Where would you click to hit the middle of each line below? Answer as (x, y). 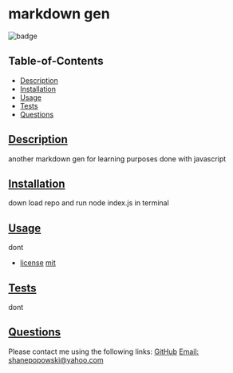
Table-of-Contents (56, 61)
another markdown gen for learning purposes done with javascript (117, 159)
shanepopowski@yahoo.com (56, 359)
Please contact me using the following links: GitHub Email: (104, 351)
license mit (38, 263)
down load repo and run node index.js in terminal (89, 203)
